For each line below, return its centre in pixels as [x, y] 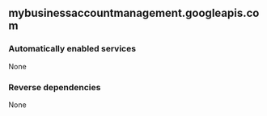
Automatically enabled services [72, 49]
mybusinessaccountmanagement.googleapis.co [134, 13]
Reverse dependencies [55, 87]
